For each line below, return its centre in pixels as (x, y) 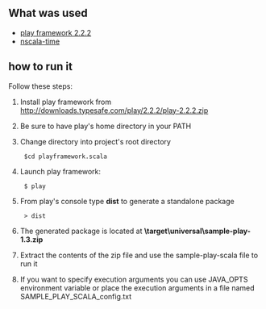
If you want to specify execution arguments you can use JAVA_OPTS (134, 279)
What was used (48, 13)
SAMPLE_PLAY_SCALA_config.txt (76, 296)
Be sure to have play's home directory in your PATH (106, 126)
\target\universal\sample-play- (197, 231)
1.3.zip (31, 239)
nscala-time (40, 41)
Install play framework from (65, 102)
